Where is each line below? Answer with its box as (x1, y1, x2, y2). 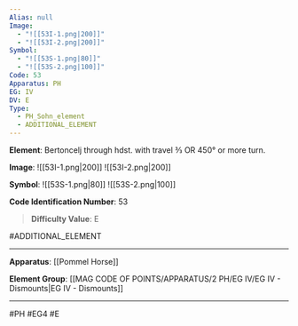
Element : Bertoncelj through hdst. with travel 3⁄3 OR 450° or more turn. (9, 145, 266, 155)
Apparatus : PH (9, 79, 62, 88)
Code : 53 (9, 71, 42, 80)
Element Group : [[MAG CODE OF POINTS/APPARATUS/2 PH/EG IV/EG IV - (9, 274, 281, 284)
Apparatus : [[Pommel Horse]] (9, 257, 119, 266)
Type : (9, 104, 29, 113)
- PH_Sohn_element (17, 112, 86, 121)
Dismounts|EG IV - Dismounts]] (9, 283, 124, 293)
